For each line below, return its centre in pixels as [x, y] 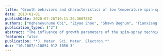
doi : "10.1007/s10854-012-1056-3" [40, 46]
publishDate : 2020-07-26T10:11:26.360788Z [49, 19]
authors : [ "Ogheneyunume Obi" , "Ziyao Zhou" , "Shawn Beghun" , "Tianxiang [81, 23]
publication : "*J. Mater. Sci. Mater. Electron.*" [57, 41]
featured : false [21, 37]
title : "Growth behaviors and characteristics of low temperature [73, 9]
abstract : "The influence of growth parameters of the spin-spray [73, 32]
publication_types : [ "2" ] [31, 28]
